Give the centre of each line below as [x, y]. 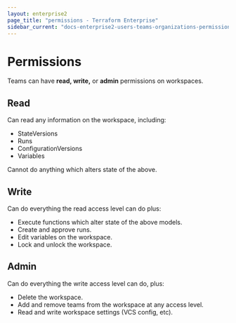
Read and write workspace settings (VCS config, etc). [95, 312]
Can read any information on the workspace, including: [87, 120]
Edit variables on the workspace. [65, 237]
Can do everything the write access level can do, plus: [86, 283]
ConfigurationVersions [50, 149]
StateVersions [38, 133]
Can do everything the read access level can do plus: [84, 209]
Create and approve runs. [54, 230]
